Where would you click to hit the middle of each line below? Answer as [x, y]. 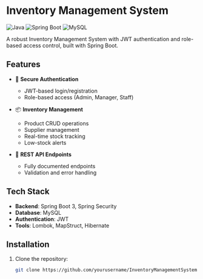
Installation [28, 244]
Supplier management [52, 130]
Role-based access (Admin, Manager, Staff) [79, 97]
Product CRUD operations [56, 123]
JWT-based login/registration [61, 91]
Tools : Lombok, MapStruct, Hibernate [62, 225]
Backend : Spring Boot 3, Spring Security [66, 206]
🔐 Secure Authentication [47, 79]
